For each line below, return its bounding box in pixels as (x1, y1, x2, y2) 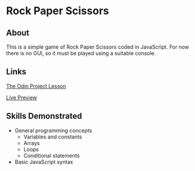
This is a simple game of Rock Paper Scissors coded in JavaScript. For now (6, 43, 190, 50)
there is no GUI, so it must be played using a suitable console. (6, 50, 156, 57)
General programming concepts (14, 127, 92, 134)
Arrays (23, 139, 40, 146)
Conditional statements (23, 152, 80, 159)
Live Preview (6, 93, 37, 101)
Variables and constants (23, 133, 82, 140)
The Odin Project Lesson (6, 82, 67, 89)
